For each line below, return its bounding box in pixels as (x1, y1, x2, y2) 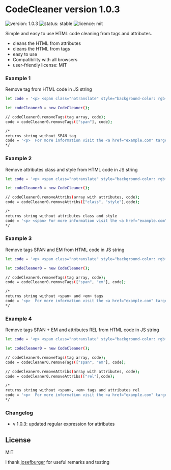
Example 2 (5, 155, 32, 162)
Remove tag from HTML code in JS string (5, 86, 93, 92)
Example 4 (5, 315, 32, 322)
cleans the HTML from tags (12, 45, 70, 52)
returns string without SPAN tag (5, 133, 76, 138)
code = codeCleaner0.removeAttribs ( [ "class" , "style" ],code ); (5, 200, 140, 205)
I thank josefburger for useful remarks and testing (5, 459, 109, 465)
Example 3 (5, 235, 32, 242)
